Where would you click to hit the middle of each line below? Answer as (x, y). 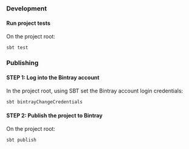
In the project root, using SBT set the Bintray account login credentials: (95, 91)
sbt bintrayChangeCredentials (45, 102)
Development (27, 9)
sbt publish (21, 140)
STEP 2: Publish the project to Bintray (54, 115)
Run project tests (28, 23)
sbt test (17, 48)
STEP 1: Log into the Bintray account (53, 77)
